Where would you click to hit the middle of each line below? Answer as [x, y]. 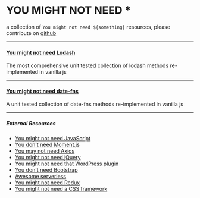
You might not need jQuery [48, 158]
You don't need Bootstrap [46, 170]
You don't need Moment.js [47, 145]
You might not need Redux [47, 183]
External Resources [31, 123]
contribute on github [31, 33]
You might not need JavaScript [53, 139]
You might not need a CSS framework [61, 189]
